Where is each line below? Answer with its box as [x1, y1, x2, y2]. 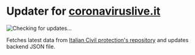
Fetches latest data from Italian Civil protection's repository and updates [6, 36, 189, 43]
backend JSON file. [6, 43, 56, 50]
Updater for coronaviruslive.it [6, 4, 161, 18]
